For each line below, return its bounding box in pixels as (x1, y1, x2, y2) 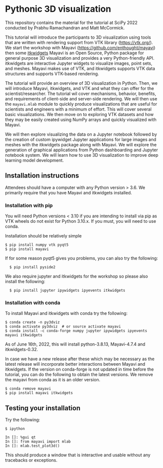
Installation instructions (5, 171, 79, 180)
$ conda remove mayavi (5, 386, 51, 391)
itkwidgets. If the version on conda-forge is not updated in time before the (5, 366, 154, 373)
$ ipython (5, 426, 25, 431)
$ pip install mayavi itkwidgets (5, 391, 73, 396)
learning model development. (5, 157, 64, 163)
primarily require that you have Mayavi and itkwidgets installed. (5, 189, 132, 195)
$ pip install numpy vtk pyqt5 (5, 242, 69, 248)
